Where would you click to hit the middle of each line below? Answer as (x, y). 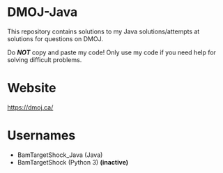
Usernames (41, 136)
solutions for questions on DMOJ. (55, 38)
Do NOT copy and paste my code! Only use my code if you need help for (111, 52)
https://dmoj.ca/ (30, 107)
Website (32, 88)
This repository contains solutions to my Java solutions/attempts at (103, 31)
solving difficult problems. (45, 59)
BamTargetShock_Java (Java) (60, 155)
